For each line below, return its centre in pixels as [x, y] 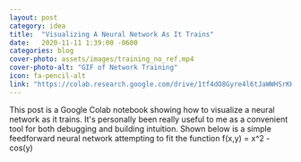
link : [19, 84]
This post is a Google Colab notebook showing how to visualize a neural [142, 109]
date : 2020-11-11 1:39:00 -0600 [74, 43]
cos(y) [21, 148]
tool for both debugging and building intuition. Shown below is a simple [140, 128]
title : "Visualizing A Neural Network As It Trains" [112, 34]
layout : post [34, 17]
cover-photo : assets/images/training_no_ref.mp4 [102, 59]
